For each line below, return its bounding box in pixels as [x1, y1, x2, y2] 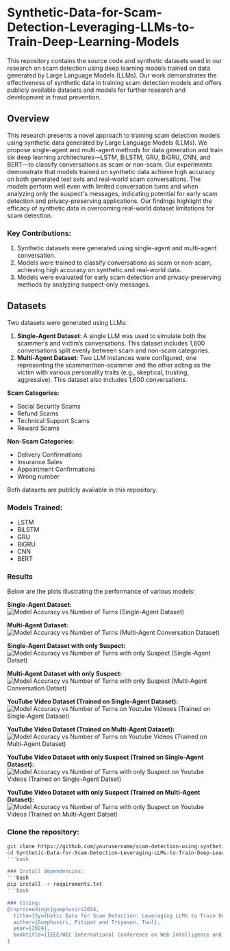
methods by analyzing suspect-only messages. [16, 280, 151, 289]
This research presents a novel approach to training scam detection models [7, 131, 220, 139]
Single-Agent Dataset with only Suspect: [7, 642, 126, 650]
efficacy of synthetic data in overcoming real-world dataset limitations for [7, 204, 214, 212]
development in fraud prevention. [7, 93, 101, 101]
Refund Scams [16, 409, 59, 418]
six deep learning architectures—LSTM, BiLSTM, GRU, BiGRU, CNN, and [7, 153, 211, 161]
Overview [7, 113, 50, 125]
